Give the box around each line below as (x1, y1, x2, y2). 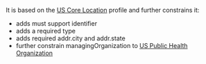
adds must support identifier (15, 19, 98, 27)
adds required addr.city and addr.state (15, 34, 126, 42)
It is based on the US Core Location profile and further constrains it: (6, 6, 200, 14)
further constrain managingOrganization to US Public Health (15, 42, 188, 49)
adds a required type (15, 27, 76, 35)
